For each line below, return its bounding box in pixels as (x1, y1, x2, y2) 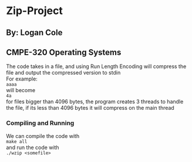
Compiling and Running (6, 119, 75, 127)
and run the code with (6, 144, 60, 151)
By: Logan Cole (6, 28, 63, 38)
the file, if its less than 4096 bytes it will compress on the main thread (6, 104, 174, 112)
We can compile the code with (6, 132, 80, 139)
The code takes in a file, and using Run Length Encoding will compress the (6, 63, 187, 70)
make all (6, 139, 28, 144)
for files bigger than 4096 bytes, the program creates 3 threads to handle (6, 98, 184, 105)
